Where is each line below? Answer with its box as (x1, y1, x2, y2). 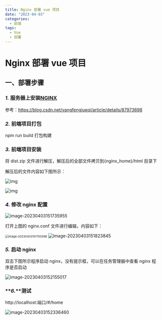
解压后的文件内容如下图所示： (5, 169, 65, 175)
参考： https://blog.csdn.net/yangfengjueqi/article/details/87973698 (5, 107, 143, 112)
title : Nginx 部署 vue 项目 (5, 7, 60, 12)
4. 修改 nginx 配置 (5, 201, 48, 208)
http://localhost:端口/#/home (5, 299, 64, 306)
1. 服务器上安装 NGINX (5, 95, 58, 102)
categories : (5, 16, 30, 21)
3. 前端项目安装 (5, 146, 42, 153)
